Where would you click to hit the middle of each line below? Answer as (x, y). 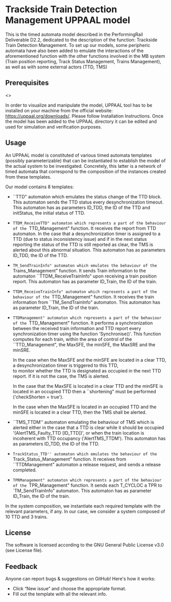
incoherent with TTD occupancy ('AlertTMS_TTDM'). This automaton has (89, 438)
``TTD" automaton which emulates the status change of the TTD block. (87, 196)
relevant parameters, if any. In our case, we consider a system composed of (85, 511)
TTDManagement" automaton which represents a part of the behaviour (87, 318)
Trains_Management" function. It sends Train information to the (79, 270)
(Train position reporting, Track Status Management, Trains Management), (83, 61)
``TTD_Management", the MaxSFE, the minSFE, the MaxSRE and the (84, 344)
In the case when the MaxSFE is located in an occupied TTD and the (84, 407)
